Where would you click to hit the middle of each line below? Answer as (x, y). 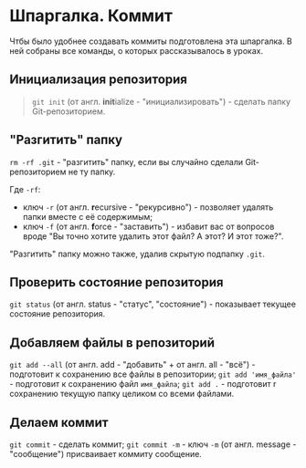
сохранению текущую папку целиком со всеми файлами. (122, 394)
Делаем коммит (59, 422)
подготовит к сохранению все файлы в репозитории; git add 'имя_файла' (153, 374)
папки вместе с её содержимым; (88, 216)
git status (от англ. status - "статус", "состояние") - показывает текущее (153, 304)
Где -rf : (25, 189)
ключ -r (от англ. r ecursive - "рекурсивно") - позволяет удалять (148, 207)
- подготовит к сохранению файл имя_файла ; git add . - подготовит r (143, 384)
